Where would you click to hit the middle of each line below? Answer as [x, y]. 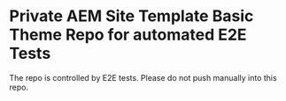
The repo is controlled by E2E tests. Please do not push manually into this [143, 77]
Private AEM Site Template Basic [131, 16]
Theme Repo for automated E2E [128, 35]
